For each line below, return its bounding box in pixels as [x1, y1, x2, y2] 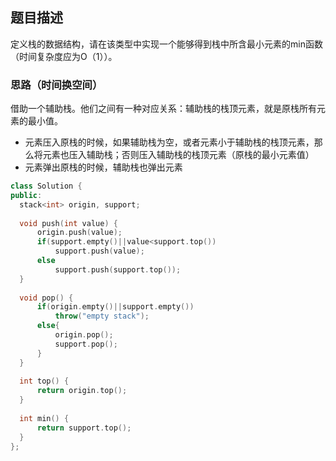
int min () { [19, 413, 70, 423]
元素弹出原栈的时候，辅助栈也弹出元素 [24, 161, 183, 173]
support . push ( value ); [54, 246, 145, 257]
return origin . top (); [36, 386, 128, 396]
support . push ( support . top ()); [54, 264, 182, 275]
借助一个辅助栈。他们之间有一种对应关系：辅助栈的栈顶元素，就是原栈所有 [10, 103, 317, 115]
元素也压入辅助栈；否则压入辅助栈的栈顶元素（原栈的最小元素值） [42, 149, 315, 161]
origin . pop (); [54, 330, 114, 340]
